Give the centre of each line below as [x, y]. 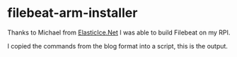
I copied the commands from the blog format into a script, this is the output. [118, 46]
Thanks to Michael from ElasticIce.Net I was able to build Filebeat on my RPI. [119, 32]
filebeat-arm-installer [73, 13]
